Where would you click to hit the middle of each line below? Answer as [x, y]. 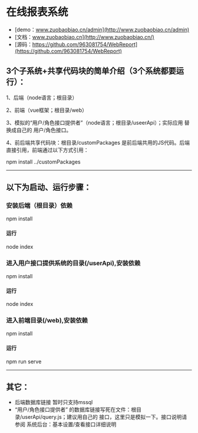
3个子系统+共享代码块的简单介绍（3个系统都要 [91, 71]
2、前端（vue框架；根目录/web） [47, 110]
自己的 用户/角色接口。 [44, 130]
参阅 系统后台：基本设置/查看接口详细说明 [65, 424]
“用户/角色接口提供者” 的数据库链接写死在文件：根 [75, 410]
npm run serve [24, 362]
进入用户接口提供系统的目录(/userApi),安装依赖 [73, 263]
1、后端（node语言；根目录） [42, 97]
